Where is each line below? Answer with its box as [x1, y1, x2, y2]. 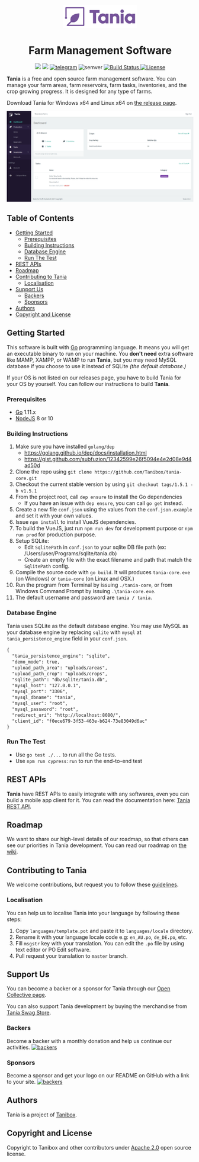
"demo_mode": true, [12, 659, 60, 665]
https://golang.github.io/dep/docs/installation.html [24, 449, 147, 456]
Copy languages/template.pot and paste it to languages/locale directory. [15, 927, 194, 934]
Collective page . [7, 992, 47, 999]
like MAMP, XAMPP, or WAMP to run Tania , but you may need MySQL [7, 356, 177, 363]
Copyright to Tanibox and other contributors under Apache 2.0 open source [7, 1144, 191, 1151]
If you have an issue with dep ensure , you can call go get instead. [24, 500, 184, 507]
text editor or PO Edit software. [15, 946, 91, 953]
